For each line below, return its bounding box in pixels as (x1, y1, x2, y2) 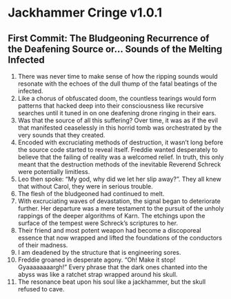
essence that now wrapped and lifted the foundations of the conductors (17, 233, 223, 242)
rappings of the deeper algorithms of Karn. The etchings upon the (17, 212, 205, 220)
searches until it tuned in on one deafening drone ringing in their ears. (17, 109, 217, 117)
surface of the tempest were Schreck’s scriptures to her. (17, 219, 179, 227)
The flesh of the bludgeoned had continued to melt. (17, 190, 165, 197)
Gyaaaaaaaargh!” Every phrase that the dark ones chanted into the (17, 263, 208, 271)
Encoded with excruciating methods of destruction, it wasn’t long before (17, 138, 223, 146)
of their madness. (17, 241, 68, 249)
